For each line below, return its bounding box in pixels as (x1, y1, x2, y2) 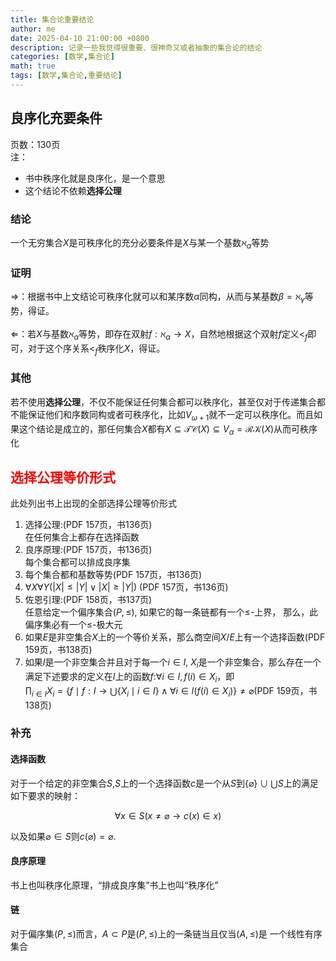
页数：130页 (10, 138, 61, 150)
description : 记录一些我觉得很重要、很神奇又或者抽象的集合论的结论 (10, 42, 263, 53)
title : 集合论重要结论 (10, 14, 95, 25)
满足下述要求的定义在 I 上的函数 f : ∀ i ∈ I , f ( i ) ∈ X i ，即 (24, 670, 235, 685)
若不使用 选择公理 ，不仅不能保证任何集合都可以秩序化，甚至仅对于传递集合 (10, 396, 317, 408)
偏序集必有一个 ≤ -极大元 (24, 619, 123, 631)
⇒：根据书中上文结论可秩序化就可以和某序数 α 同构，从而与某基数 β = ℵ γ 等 (10, 291, 314, 305)
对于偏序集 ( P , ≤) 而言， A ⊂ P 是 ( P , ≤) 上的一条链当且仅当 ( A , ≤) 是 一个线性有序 (10, 928, 323, 940)
